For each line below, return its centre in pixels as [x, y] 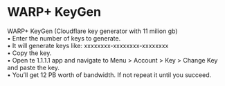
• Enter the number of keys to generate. [64, 38]
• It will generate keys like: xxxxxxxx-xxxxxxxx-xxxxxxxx [88, 45]
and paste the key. [34, 67]
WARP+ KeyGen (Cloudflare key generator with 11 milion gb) [92, 31]
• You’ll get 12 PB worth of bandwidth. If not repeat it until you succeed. [109, 75]
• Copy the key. [29, 53]
